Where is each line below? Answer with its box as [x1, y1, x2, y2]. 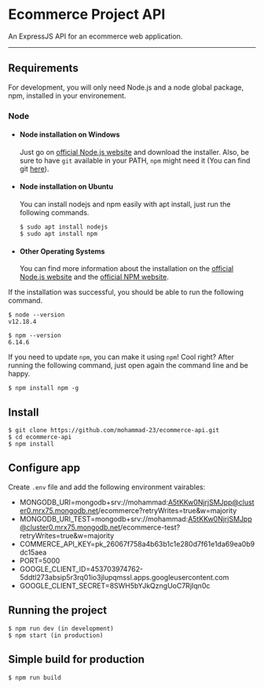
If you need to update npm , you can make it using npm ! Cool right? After [8, 352, 234, 362]
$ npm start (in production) [8, 631, 104, 640]
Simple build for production [8, 653, 145, 666]
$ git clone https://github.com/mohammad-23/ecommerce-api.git [8, 427, 220, 434]
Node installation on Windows [19, 130, 120, 139]
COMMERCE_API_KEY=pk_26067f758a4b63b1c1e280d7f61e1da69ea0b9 [19, 539, 255, 548]
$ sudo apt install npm [19, 230, 98, 238]
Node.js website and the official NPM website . [19, 273, 169, 282]
